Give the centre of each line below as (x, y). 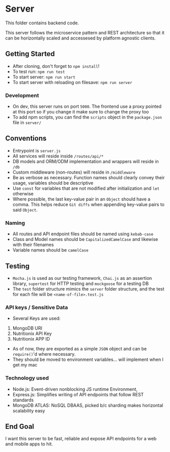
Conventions (26, 138)
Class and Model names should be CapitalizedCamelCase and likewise (85, 239)
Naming (15, 223)
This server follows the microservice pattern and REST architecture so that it (85, 32)
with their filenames (33, 245)
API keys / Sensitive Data (37, 307)
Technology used (27, 378)
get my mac (25, 365)
